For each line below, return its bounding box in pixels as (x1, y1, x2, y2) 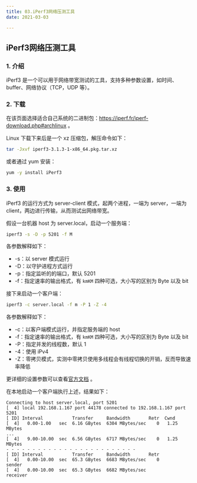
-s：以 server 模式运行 (14, 255, 70, 262)
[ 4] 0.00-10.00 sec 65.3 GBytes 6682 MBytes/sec (6, 467, 146, 474)
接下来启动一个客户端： (6, 290, 63, 297)
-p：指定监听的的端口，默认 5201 (14, 270, 96, 277)
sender (6, 462, 22, 468)
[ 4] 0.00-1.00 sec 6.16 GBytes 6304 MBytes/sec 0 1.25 (6, 421, 178, 427)
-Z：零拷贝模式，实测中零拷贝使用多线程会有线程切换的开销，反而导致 (14, 356, 186, 363)
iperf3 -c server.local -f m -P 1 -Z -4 (6, 302, 107, 308)
